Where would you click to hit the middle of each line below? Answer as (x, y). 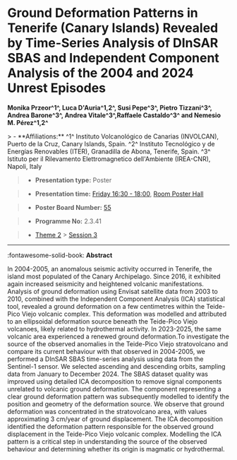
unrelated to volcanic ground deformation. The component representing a (114, 389)
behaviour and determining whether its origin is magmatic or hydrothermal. (116, 449)
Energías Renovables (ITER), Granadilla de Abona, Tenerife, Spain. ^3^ (109, 151)
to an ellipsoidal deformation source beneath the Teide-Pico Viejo (103, 321)
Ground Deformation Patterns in (103, 13)
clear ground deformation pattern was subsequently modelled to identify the (118, 396)
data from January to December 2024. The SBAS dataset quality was (108, 374)
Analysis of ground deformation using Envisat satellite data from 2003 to (113, 291)
